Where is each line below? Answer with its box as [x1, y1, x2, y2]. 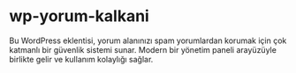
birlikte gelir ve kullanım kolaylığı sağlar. [9, 54, 154, 64]
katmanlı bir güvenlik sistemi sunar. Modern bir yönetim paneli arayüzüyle [9, 44, 277, 55]
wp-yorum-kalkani [9, 6, 150, 26]
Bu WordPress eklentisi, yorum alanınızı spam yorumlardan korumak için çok [9, 35, 287, 46]
